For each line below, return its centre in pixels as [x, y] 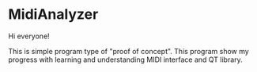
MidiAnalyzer [53, 14]
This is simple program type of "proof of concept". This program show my [128, 51]
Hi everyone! [29, 36]
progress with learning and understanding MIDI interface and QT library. [125, 59]
